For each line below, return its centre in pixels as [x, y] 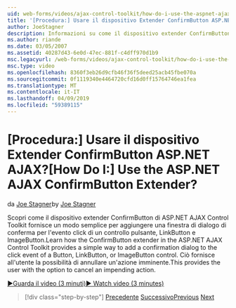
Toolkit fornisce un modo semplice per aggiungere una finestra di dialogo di [117, 225]
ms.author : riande [34, 40]
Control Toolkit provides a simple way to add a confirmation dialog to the [112, 247]
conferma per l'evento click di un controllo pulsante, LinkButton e [101, 232]
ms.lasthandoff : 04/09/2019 [48, 99]
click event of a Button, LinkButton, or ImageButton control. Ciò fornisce [111, 255]
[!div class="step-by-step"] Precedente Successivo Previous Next [119, 297]
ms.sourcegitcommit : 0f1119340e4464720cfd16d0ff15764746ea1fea [102, 79]
